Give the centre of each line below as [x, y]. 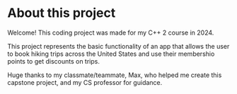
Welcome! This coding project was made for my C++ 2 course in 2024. [111, 33]
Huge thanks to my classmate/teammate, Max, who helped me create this [115, 75]
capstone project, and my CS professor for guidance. [85, 82]
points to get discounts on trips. [54, 61]
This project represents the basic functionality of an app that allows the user [118, 46]
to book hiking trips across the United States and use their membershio [111, 54]
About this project [62, 13]
